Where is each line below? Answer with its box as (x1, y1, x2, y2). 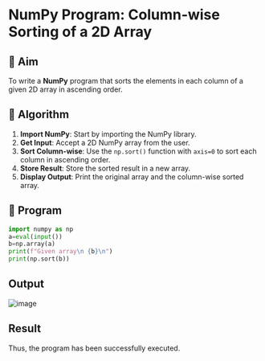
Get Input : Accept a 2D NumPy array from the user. (19, 137, 190, 147)
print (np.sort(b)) (8, 255, 70, 263)
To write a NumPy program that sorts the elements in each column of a (8, 76, 243, 85)
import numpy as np (8, 225, 74, 233)
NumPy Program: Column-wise (8, 6, 221, 24)
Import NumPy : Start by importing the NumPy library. (19, 129, 197, 138)
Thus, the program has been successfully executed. (8, 343, 181, 353)
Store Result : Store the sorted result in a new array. (19, 163, 191, 173)
